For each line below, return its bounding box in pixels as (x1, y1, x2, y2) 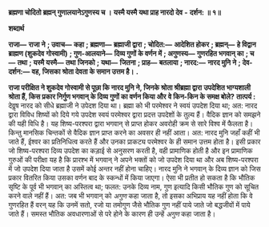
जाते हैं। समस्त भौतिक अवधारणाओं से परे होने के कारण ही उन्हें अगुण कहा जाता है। (8, 209, 216, 218)
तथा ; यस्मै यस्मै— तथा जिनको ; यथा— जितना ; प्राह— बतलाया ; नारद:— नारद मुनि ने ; (17, 58, 242, 67)
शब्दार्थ (8, 24, 25, 33)
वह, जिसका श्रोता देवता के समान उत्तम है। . (31, 67, 139, 76)
